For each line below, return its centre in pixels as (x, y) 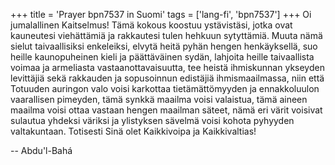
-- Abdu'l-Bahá (41, 150)
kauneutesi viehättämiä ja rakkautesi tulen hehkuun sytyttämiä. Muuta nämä (166, 35)
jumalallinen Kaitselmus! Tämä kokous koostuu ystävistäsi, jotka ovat (151, 25)
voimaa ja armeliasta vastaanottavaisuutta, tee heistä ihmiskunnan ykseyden (167, 67)
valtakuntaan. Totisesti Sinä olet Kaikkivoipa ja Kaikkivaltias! (133, 131)
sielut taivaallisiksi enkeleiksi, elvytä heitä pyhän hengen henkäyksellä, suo (164, 46)
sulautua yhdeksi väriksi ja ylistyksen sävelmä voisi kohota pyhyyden (152, 120)
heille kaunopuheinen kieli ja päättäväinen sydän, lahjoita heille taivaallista (162, 57)
